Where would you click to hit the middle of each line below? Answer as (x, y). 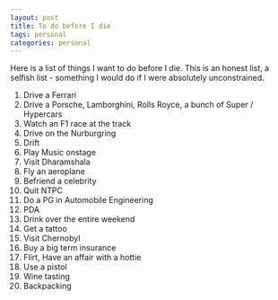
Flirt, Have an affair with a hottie (82, 258)
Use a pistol (45, 267)
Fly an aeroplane (54, 172)
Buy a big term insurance (69, 248)
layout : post (35, 18)
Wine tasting (47, 277)
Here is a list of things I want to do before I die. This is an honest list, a (140, 68)
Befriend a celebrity (60, 181)
